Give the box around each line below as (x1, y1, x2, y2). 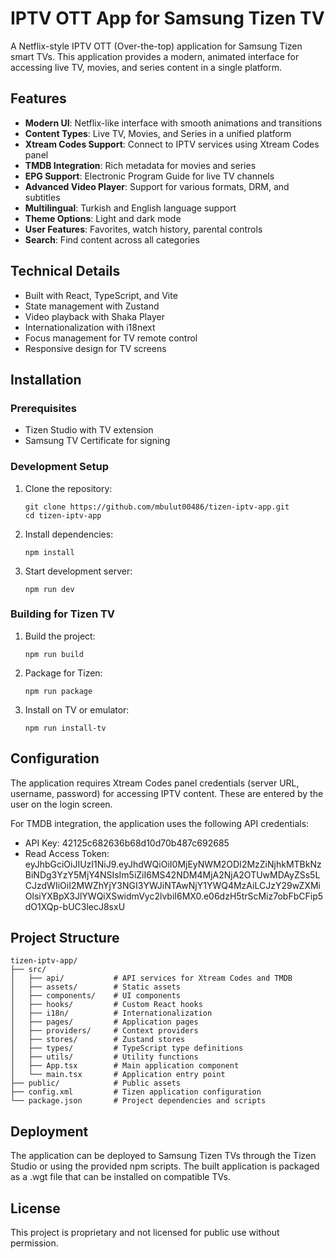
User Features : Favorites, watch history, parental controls (24, 223, 263, 235)
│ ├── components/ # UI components (10, 991, 182, 1001)
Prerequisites (10, 401, 77, 415)
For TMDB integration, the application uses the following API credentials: (10, 817, 310, 829)
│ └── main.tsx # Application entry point (10, 1070, 226, 1080)
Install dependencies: (24, 528, 114, 540)
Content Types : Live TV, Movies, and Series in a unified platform (24, 127, 292, 139)
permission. (10, 1237, 59, 1249)
